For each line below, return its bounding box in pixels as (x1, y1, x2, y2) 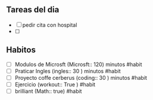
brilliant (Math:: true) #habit (14, 87, 82, 95)
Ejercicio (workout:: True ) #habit (14, 80, 96, 88)
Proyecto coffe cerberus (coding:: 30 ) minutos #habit (14, 74, 148, 81)
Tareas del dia (6, 5, 60, 15)
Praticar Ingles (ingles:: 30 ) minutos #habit (14, 67, 121, 74)
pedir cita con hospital (22, 21, 77, 29)
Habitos (6, 45, 36, 55)
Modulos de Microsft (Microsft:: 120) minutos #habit (14, 61, 142, 68)
